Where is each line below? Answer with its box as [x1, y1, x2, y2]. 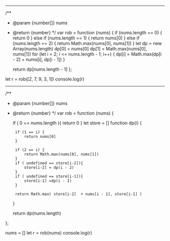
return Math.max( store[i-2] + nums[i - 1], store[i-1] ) [15, 191, 142, 197]
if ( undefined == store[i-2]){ [15, 161, 83, 166]
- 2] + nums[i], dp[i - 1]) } [12, 57, 65, 62]
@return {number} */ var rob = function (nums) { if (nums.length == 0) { [12, 30, 162, 35]
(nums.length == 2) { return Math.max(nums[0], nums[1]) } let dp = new [12, 40, 162, 46]
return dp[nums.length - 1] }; [12, 66, 72, 72]
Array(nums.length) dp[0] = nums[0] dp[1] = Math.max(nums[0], [12, 46, 147, 52]
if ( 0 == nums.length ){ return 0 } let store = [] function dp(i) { [12, 120, 142, 126]
